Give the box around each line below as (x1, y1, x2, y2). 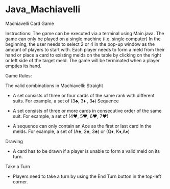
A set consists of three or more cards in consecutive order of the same (12, 107, 162, 114)
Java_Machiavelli (5, 4, 81, 15)
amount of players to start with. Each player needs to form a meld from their (5, 46, 165, 52)
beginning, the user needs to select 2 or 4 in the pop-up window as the (5, 41, 155, 47)
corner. (12, 178, 28, 184)
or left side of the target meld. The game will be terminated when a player (5, 57, 160, 63)
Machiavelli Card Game (5, 20, 55, 26)
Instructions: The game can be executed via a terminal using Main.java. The (5, 30, 164, 36)
